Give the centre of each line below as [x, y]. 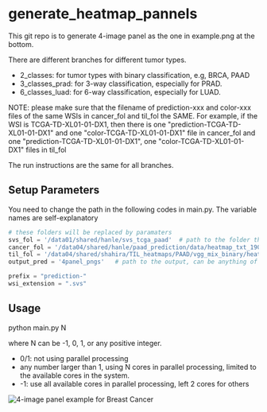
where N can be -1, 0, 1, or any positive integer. [85, 343]
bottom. [21, 44]
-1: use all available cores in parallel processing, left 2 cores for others [134, 383]
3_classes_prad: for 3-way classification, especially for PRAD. [121, 84]
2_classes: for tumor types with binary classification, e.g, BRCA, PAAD [135, 75]
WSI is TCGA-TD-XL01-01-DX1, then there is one [87, 124]
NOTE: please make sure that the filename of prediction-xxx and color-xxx [130, 107]
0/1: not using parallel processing [74, 358]
